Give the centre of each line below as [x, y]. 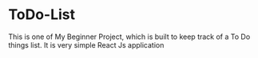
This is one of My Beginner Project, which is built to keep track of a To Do [129, 37]
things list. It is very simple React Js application [86, 44]
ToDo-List [42, 15]
